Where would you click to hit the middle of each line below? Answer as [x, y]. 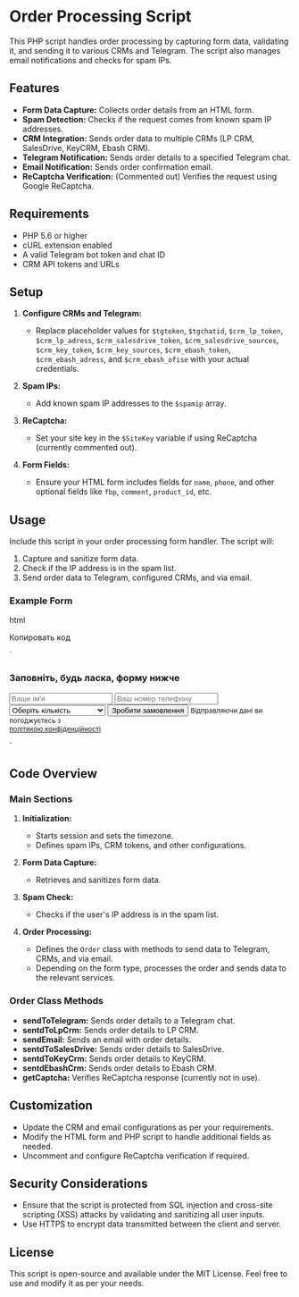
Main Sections [41, 799]
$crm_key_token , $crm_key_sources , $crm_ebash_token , [133, 350]
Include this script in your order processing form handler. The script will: [142, 542]
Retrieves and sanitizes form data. [98, 880]
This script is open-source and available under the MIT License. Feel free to [149, 1274]
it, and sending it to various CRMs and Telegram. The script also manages [145, 50]
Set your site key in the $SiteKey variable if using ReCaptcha [146, 438]
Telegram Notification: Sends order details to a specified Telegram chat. [156, 157]
